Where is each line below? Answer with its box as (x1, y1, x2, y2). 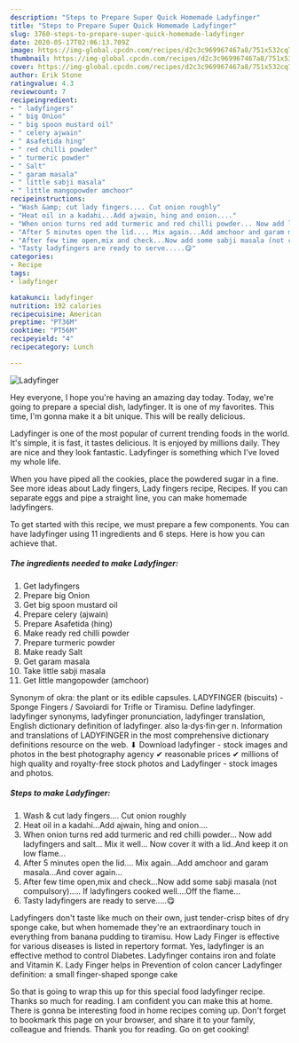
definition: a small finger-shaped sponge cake (10, 968, 178, 979)
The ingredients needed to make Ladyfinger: (10, 558, 178, 569)
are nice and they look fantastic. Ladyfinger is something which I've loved (10, 446, 279, 457)
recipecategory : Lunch (10, 343, 94, 352)
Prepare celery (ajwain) (22, 609, 109, 620)
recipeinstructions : (10, 194, 87, 204)
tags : (10, 269, 30, 278)
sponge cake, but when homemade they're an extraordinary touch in (10, 921, 261, 932)
